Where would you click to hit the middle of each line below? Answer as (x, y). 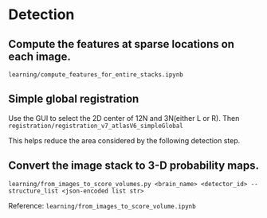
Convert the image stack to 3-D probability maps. (133, 166)
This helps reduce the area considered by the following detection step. (124, 140)
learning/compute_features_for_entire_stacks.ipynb (96, 75)
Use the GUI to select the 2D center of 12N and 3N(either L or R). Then (124, 118)
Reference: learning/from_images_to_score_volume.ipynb (102, 205)
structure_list (33, 191)
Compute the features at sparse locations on (122, 44)
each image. (40, 56)
